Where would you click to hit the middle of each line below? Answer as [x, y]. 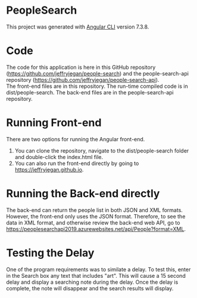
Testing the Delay [50, 253]
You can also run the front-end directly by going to [77, 163]
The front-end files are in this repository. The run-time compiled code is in [97, 86]
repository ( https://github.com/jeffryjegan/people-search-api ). [83, 80]
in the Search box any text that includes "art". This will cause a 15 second [96, 275]
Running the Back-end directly [83, 194]
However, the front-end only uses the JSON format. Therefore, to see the [96, 216]
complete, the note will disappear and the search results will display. [90, 288]
